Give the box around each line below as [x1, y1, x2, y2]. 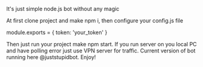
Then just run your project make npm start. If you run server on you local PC [6, 41, 198, 48]
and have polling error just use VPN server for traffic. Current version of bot [6, 47, 196, 54]
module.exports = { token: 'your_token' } [6, 29, 108, 36]
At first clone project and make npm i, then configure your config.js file [6, 17, 184, 24]
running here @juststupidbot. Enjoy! [6, 54, 96, 60]
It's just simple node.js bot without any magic [6, 5, 120, 12]
